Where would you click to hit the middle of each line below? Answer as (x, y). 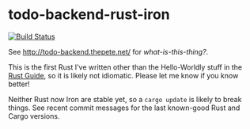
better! (19, 84)
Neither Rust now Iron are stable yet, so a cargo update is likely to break (125, 99)
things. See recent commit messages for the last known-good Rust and (124, 108)
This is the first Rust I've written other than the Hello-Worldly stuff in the (125, 67)
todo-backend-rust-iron (89, 15)
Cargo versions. (34, 116)
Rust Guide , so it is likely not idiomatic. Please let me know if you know (123, 75)
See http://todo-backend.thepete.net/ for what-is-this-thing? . (108, 51)
